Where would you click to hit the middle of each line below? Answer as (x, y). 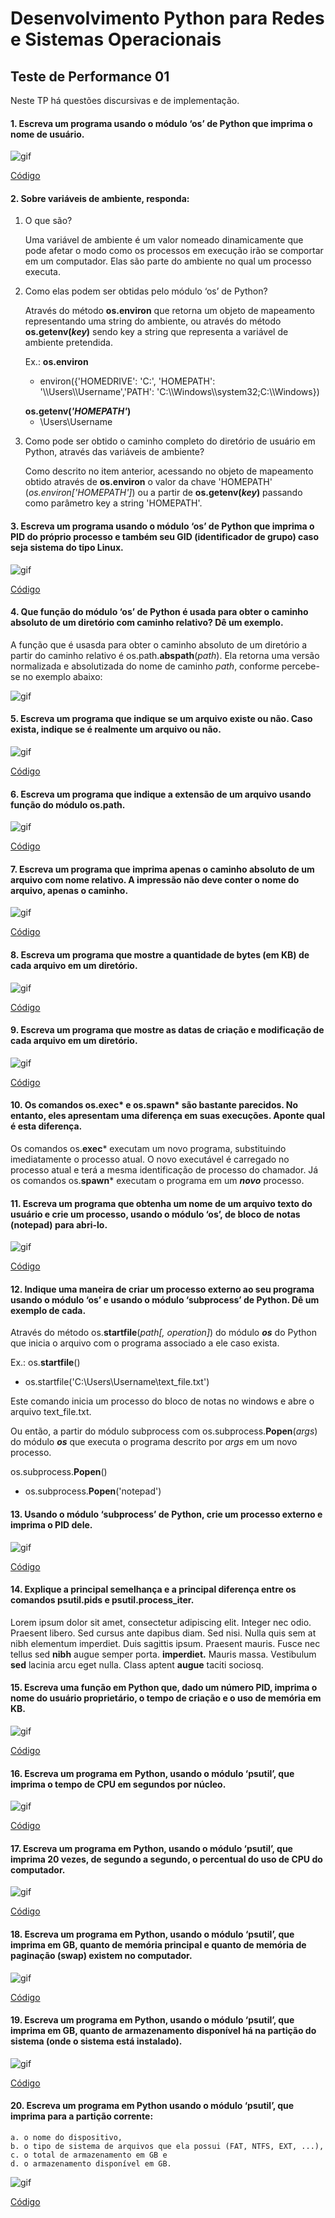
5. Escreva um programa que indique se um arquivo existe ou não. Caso (161, 719)
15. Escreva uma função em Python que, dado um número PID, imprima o (164, 1688)
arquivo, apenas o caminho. (69, 890)
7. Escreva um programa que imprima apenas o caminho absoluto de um (162, 869)
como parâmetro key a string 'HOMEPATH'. (113, 503)
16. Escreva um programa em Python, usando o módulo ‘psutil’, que (152, 1773)
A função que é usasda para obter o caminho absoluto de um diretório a (159, 644)
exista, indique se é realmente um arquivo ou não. (116, 729)
